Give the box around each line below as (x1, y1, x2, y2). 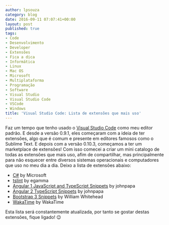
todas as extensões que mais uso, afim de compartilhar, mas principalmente (5, 151, 164, 157)
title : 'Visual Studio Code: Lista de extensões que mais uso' (5, 111, 142, 116)
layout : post (5, 21, 33, 27)
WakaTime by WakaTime (12, 199, 64, 205)
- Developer (5, 45, 30, 50)
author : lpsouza (5, 7, 39, 13)
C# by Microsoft (12, 172, 47, 178)
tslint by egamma (12, 177, 49, 184)
